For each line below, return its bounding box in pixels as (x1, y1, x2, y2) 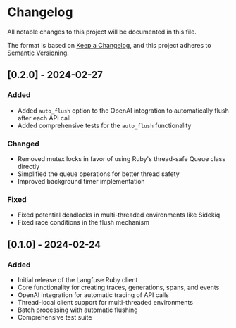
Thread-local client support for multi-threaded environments (17, 298, 194, 306)
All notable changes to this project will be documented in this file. (7, 27, 197, 36)
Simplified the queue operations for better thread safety (17, 170, 180, 178)
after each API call (17, 113, 71, 122)
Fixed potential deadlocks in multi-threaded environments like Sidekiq (17, 210, 221, 219)
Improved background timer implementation (17, 177, 146, 185)
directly (17, 162, 40, 170)
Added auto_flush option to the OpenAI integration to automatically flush (17, 106, 229, 115)
